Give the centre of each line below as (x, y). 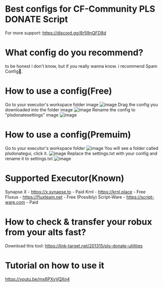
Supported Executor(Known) (65, 178)
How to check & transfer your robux (79, 222)
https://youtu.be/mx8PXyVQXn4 (37, 279)
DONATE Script (37, 19)
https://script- (140, 197)
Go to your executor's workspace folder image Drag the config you (81, 104)
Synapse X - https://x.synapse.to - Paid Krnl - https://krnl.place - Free (75, 192)
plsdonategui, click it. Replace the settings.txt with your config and (81, 153)
